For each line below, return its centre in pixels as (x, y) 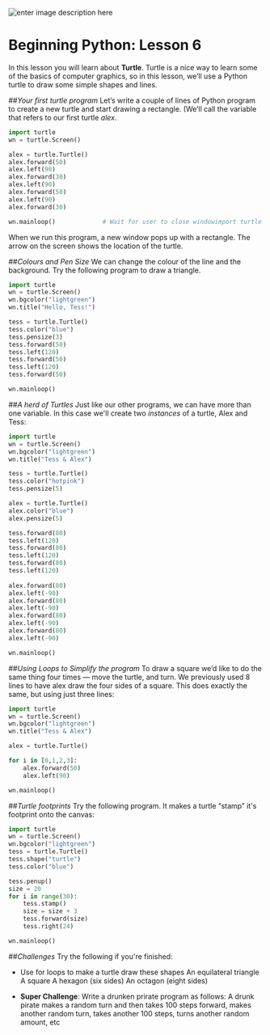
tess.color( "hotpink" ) (46, 481)
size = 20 (25, 889)
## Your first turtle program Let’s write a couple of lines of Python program (132, 100)
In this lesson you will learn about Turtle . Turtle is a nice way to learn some (133, 67)
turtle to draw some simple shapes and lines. (83, 84)
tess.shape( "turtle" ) (45, 860)
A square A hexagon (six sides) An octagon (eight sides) (114, 980)
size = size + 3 (51, 911)
